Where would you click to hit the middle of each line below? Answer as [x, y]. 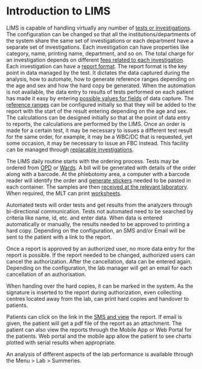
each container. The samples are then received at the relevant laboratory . [97, 187]
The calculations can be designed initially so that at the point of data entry [98, 117]
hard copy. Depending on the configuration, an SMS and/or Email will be [96, 230]
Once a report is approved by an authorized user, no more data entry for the [100, 248]
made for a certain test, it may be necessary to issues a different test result [99, 130]
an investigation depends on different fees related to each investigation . [96, 60]
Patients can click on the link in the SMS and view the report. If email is [94, 317]
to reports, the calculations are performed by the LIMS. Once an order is [96, 124]
